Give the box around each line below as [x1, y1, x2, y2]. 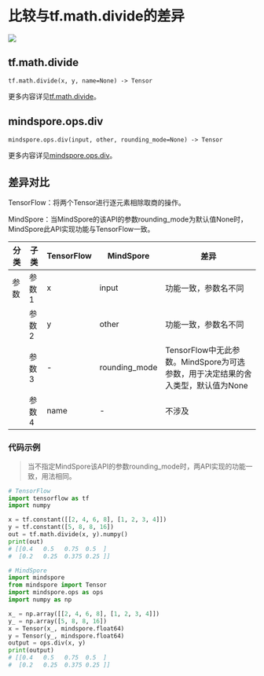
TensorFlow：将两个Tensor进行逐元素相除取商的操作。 [8, 198, 186, 208]
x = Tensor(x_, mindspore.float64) [8, 624, 125, 633]
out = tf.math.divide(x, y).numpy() [8, 531, 128, 538]
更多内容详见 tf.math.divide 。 [8, 91, 101, 101]
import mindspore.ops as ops [8, 589, 104, 597]
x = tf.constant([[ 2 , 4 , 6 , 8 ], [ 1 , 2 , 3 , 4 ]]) [8, 516, 167, 524]
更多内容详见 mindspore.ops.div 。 [8, 150, 117, 160]
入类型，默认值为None [164, 380, 249, 391]
